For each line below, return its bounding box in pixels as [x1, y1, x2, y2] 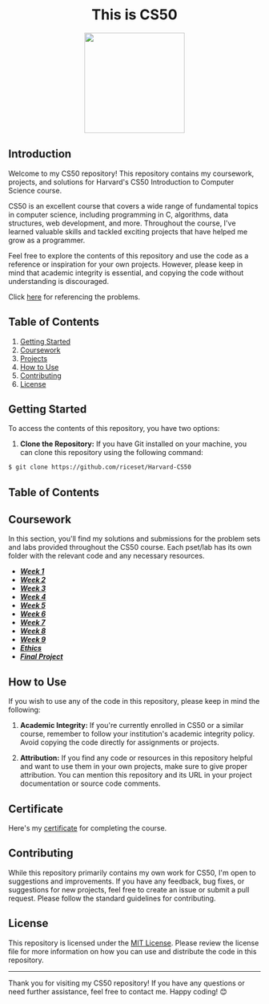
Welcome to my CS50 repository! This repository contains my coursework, [8, 169, 255, 178]
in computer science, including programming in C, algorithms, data [8, 209, 229, 219]
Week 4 [19, 592, 46, 602]
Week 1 [19, 567, 45, 576]
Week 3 [19, 583, 46, 593]
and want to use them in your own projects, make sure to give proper [19, 762, 248, 771]
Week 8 [19, 626, 46, 636]
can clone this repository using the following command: [19, 448, 204, 457]
